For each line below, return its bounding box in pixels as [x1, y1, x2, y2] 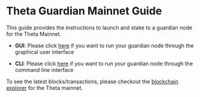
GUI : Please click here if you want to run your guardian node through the [14, 42, 194, 49]
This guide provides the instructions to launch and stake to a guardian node [6, 24, 193, 31]
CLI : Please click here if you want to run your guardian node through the [14, 60, 193, 67]
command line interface [14, 66, 74, 73]
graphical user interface [14, 48, 74, 55]
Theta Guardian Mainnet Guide [6, 4, 162, 18]
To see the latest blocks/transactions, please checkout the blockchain [6, 78, 178, 85]
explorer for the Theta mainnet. [6, 84, 83, 91]
